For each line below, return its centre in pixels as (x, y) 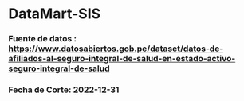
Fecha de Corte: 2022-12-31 (64, 90)
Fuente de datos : (43, 39)
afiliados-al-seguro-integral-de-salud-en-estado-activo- (122, 59)
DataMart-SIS (55, 14)
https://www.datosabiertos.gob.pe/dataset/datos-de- (116, 49)
